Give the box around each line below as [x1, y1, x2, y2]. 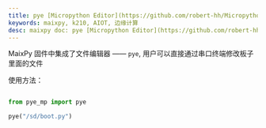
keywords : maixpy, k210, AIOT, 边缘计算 [8, 19, 139, 27]
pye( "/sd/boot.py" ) [8, 112, 73, 121]
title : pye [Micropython [8, 11, 90, 20]
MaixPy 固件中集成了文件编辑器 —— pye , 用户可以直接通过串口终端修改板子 [8, 49, 254, 58]
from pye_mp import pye [8, 98, 87, 107]
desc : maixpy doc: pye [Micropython [8, 26, 129, 34]
